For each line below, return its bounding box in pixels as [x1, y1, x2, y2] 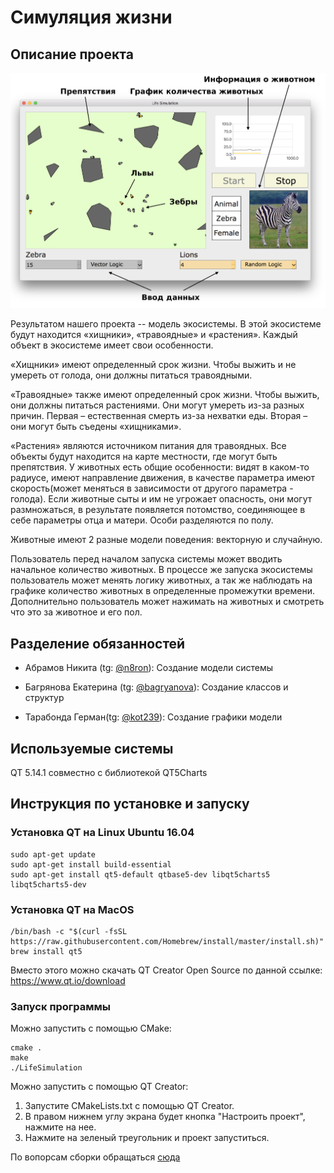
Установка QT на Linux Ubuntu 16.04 [10, 826, 195, 840]
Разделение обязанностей [10, 635, 186, 652]
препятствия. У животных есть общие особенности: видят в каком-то [10, 461, 310, 473]
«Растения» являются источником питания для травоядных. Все [10, 440, 287, 452]
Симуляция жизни [10, 6, 173, 29]
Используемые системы [10, 740, 174, 757]
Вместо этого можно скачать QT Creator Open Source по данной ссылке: [10, 964, 323, 976]
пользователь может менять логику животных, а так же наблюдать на [10, 574, 313, 586]
